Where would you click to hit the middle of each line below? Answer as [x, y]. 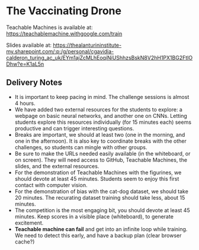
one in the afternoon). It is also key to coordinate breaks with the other [100, 141]
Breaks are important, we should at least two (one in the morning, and [100, 134]
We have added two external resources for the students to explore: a [98, 109]
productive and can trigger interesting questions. [74, 128]
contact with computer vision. [51, 185]
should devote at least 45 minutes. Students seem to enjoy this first [97, 178]
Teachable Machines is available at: [49, 27]
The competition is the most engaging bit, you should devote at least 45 [102, 210]
